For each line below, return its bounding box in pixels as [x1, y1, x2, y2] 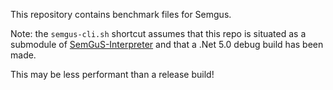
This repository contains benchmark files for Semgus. [10, 9, 232, 20]
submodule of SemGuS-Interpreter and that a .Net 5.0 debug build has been [10, 39, 324, 50]
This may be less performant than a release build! [10, 69, 215, 80]
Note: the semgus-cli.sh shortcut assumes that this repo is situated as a [10, 28, 307, 39]
